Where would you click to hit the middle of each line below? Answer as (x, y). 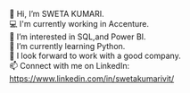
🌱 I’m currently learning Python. (67, 46)
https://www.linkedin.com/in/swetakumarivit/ (92, 79)
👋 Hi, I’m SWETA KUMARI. (57, 14)
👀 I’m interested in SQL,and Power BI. (78, 37)
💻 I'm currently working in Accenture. (79, 24)
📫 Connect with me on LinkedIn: (70, 66)
